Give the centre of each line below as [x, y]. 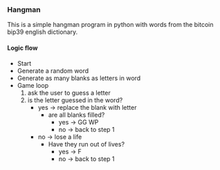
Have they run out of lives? [86, 144]
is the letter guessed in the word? [75, 100]
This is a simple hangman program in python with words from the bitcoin [110, 25]
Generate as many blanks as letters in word [79, 78]
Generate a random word [53, 70]
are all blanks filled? [76, 115]
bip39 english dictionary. [43, 32]
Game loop [33, 85]
